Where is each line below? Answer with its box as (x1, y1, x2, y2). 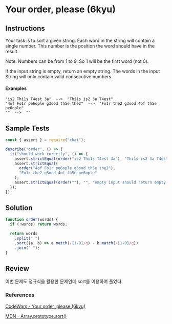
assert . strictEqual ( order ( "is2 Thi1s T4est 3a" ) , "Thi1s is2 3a (14, 156, 155, 161)
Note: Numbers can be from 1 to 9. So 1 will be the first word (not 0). (5, 58, 149, 64)
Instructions (5, 24, 45, 33)
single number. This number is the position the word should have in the (5, 43, 155, 49)
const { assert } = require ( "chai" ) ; (5, 137, 86, 143)
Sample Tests (5, 124, 50, 132)
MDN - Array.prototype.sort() (5, 313, 67, 319)
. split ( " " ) (14, 236, 40, 241)
